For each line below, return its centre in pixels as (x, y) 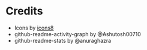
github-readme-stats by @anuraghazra (63, 40)
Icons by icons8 (34, 28)
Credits (24, 11)
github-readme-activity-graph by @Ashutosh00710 (78, 34)
